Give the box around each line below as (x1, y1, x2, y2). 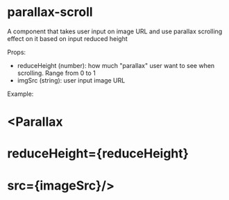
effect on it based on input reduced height (7, 34, 128, 42)
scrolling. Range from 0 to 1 (17, 69, 96, 77)
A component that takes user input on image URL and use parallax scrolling (7, 27, 223, 35)
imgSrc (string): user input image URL (17, 76, 126, 84)
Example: (7, 90, 34, 98)
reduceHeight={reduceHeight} (7, 146, 189, 162)
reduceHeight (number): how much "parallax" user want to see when (17, 61, 215, 69)
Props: (7, 48, 26, 56)
